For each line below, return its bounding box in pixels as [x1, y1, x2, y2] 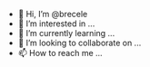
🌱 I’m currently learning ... [17, 28, 115, 38]
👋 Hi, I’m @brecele [17, 9, 88, 19]
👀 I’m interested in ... [17, 18, 95, 29]
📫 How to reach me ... [17, 48, 103, 58]
